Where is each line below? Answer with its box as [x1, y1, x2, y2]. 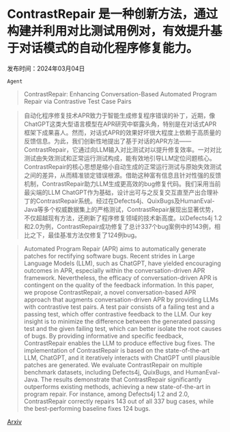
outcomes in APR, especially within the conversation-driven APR [23, 266, 205, 274]
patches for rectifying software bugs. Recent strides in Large [23, 252, 195, 260]
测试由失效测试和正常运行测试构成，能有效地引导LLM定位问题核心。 [23, 154, 216, 162]
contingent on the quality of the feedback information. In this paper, [23, 281, 214, 289]
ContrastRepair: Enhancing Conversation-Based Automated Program [23, 90, 217, 98]
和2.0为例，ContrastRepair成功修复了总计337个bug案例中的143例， [23, 222, 215, 230]
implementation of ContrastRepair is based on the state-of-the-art [23, 346, 210, 354]
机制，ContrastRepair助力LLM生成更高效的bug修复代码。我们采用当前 [23, 179, 221, 188]
